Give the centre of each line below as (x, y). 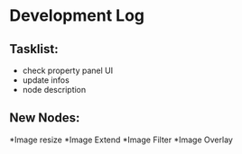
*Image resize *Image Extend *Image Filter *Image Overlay (121, 140)
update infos (46, 80)
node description (54, 90)
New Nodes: (45, 118)
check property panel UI (68, 70)
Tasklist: (34, 49)
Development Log (77, 16)
